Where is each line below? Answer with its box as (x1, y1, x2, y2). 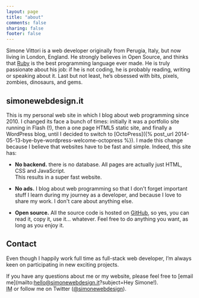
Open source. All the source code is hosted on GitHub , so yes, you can (14, 209, 189, 216)
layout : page (6, 8, 39, 15)
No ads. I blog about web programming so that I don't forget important (14, 185, 188, 192)
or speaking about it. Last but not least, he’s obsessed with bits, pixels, (6, 72, 179, 80)
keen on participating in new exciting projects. (6, 261, 119, 268)
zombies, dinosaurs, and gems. (6, 78, 83, 86)
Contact (6, 239, 37, 249)
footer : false (6, 31, 42, 37)
